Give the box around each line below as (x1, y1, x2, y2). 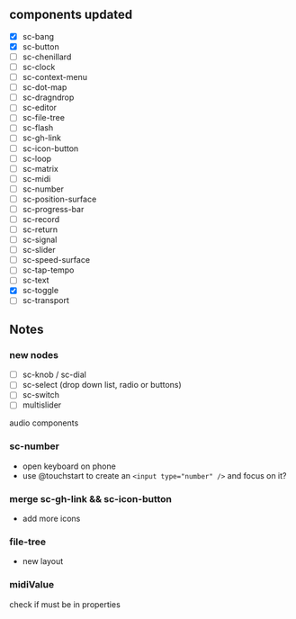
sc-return (22, 224, 58, 235)
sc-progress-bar (22, 203, 85, 214)
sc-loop (22, 153, 52, 164)
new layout (22, 556, 64, 567)
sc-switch (22, 390, 60, 400)
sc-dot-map (22, 82, 67, 93)
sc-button (22, 40, 60, 52)
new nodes (9, 348, 58, 361)
